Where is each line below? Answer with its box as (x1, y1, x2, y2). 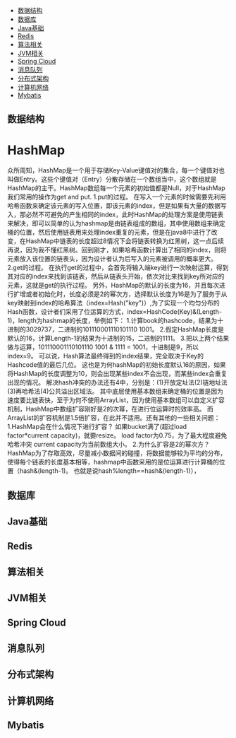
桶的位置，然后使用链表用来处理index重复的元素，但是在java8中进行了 (7, 228, 212, 237)
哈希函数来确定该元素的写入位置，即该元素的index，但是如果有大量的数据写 (7, 201, 227, 210)
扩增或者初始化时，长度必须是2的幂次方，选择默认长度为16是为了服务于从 (13, 290, 228, 298)
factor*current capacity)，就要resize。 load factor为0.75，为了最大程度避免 (7, 431, 228, 440)
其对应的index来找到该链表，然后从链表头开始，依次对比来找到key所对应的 (7, 272, 225, 281)
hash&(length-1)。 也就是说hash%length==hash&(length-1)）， (19, 467, 201, 475)
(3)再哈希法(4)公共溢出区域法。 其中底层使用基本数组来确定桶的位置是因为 (7, 387, 224, 396)
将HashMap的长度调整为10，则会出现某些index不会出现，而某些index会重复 (7, 370, 228, 378)
